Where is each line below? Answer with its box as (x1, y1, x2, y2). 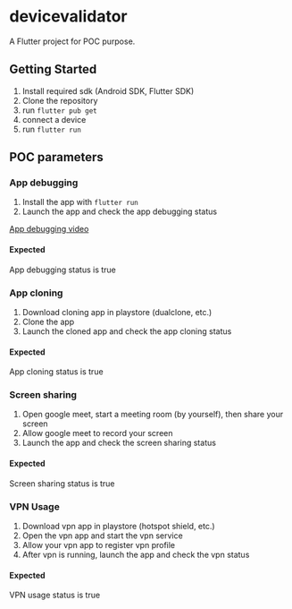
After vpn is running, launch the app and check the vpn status (21, 549, 250, 560)
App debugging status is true (9, 264, 116, 275)
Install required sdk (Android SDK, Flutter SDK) (21, 85, 195, 96)
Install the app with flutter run (21, 197, 138, 208)
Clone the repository (21, 95, 98, 106)
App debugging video (9, 224, 89, 235)
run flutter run (21, 124, 82, 134)
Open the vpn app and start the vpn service (21, 530, 183, 541)
